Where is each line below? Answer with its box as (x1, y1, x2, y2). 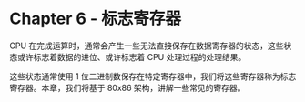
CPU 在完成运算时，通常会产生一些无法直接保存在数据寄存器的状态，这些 (9, 40, 284, 51)
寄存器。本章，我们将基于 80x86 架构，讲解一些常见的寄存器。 (9, 82, 246, 93)
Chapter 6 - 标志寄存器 (9, 8, 182, 29)
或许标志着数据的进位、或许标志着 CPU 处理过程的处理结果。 (16, 51, 247, 62)
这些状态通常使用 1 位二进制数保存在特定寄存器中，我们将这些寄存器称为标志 (9, 70, 297, 82)
